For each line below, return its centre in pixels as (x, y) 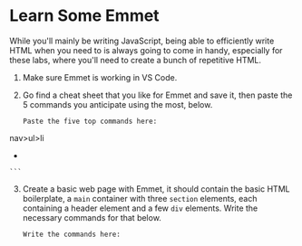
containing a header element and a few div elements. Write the (140, 208)
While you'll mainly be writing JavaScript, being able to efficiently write (142, 41)
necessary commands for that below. (92, 217)
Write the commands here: (71, 234)
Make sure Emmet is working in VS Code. (100, 77)
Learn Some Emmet (85, 16)
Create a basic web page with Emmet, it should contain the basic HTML (156, 189)
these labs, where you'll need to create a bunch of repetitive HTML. (135, 60)
